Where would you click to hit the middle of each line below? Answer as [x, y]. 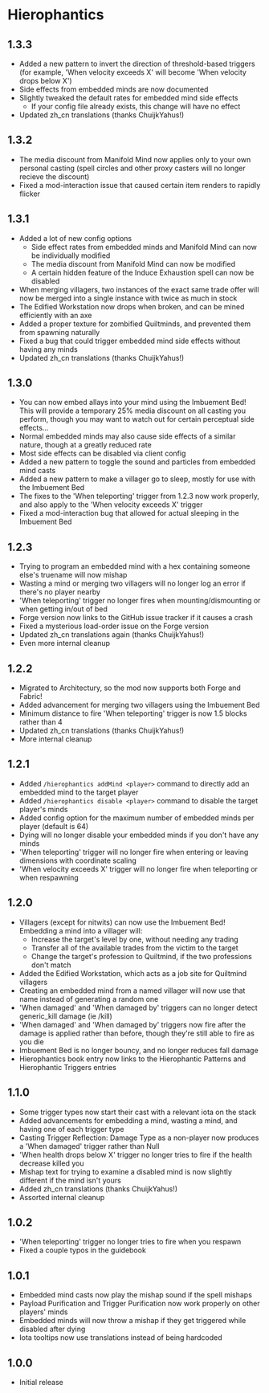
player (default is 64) [54, 826]
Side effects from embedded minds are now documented [114, 89]
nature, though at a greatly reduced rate [85, 445]
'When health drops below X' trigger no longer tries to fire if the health [135, 1154]
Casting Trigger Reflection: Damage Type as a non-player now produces [139, 1138]
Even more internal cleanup [64, 643]
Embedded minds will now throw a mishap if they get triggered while [132, 1321]
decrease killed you [52, 1163]
